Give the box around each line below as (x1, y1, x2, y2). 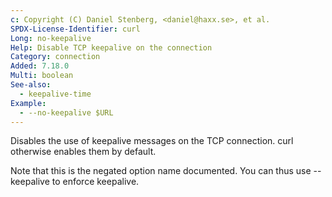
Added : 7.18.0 (10, 61, 70, 71)
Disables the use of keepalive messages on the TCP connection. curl (10, 135, 294, 147)
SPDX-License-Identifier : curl (10, 24, 141, 34)
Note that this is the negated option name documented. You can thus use (10, 165, 312, 177)
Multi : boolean (10, 71, 74, 81)
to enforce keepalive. (51, 176, 140, 188)
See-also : (10, 80, 52, 90)
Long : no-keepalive (10, 33, 92, 43)
